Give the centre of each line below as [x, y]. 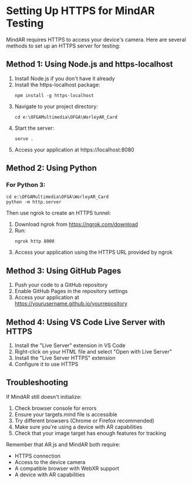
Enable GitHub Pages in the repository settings [71, 291]
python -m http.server [34, 202]
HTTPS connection [37, 456]
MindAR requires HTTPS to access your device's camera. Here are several [96, 39]
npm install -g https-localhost [54, 95]
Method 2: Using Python [51, 168]
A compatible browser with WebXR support [67, 468]
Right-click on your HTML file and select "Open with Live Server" [93, 352]
